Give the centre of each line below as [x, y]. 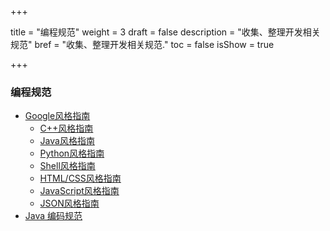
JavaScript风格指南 [79, 191]
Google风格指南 [57, 116]
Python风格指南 [72, 153]
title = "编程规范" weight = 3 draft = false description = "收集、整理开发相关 [165, 32]
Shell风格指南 [67, 166]
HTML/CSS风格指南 [80, 178]
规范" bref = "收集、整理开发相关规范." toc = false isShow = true [142, 44]
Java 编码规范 [53, 216]
